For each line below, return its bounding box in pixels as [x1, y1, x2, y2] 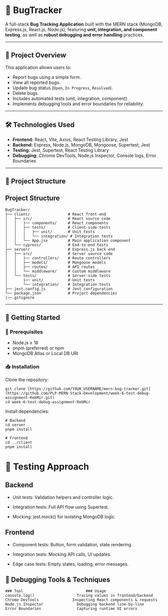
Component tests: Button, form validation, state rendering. [12, 541, 132, 547]
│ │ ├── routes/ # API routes [5, 264, 95, 269]
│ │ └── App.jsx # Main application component [5, 238, 131, 243]
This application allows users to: [5, 64, 71, 70]
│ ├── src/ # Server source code [5, 251, 113, 256]
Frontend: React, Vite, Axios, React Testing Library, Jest [12, 136, 128, 142]
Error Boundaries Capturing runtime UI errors [5, 606, 137, 611]
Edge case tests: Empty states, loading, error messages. [12, 561, 129, 567]
